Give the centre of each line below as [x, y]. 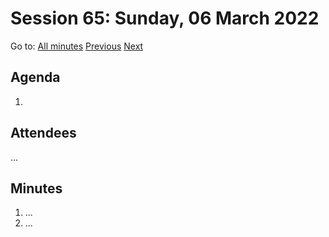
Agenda [35, 77]
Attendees [43, 133]
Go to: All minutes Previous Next [77, 46]
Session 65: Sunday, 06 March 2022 [165, 18]
